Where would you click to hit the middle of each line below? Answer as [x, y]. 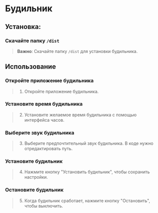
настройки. [36, 177]
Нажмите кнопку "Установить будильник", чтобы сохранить [87, 172]
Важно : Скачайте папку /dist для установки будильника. [77, 51]
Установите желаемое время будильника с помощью [80, 115]
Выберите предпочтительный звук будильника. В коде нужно [89, 143]
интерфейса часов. [44, 120]
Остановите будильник [34, 190]
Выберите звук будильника [40, 133]
